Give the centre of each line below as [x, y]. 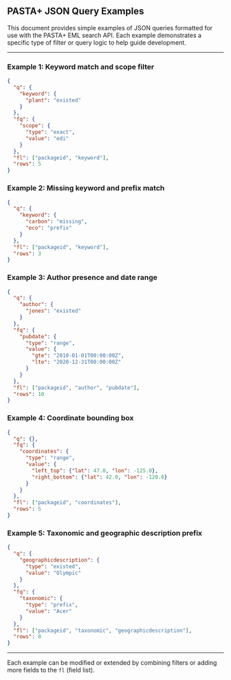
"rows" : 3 [27, 254]
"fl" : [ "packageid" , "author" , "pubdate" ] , [76, 388]
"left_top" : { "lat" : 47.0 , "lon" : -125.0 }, [95, 470]
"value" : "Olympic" [53, 573]
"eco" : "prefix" [48, 228]
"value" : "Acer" [48, 611]
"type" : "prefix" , [52, 605]
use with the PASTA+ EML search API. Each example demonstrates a [104, 35]
